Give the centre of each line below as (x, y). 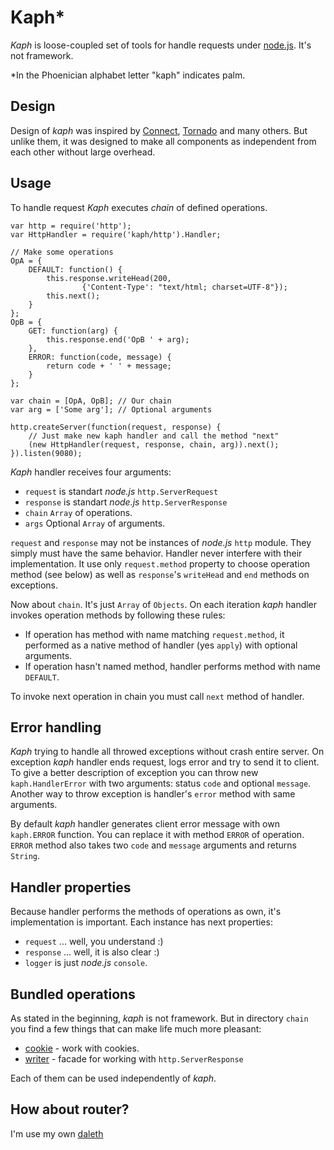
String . (25, 856)
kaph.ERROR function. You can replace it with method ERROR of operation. (157, 835)
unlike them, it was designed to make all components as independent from (163, 141)
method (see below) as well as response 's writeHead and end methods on (160, 574)
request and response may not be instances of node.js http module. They (161, 542)
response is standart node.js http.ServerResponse (126, 502)
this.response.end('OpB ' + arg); (118, 339)
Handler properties (71, 887)
